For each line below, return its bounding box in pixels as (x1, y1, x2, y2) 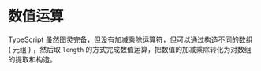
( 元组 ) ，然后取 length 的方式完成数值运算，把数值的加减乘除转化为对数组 (8, 44, 252, 54)
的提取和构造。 (8, 54, 57, 64)
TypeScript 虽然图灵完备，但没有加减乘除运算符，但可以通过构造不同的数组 (8, 35, 253, 44)
